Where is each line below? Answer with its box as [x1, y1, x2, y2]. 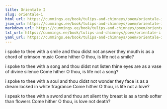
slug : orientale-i [5, 12, 43, 17]
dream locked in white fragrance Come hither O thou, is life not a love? [5, 83, 150, 89]
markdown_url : [5, 26, 35, 31]
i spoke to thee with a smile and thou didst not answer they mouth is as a [5, 48, 154, 54]
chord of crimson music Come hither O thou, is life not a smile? [5, 54, 134, 59]
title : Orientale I [5, 7, 46, 12]
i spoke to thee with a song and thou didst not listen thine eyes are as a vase [5, 63, 162, 69]
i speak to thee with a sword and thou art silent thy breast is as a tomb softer [5, 93, 162, 99]
